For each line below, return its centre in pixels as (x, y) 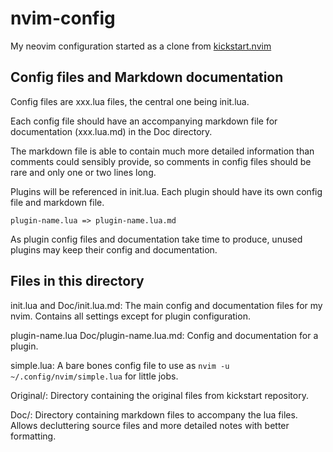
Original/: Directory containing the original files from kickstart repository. (159, 395)
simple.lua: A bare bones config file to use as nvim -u (120, 365)
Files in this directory (77, 281)
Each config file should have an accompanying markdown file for (144, 121)
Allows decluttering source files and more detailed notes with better (150, 425)
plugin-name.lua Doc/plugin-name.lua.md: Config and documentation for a (164, 335)
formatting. (33, 436)
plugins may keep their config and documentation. (114, 249)
